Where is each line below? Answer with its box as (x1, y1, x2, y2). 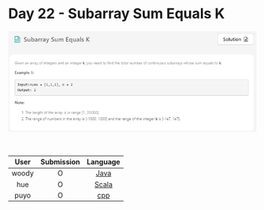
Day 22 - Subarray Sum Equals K (8, 5, 225, 23)
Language (86, 157, 121, 167)
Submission (40, 157, 80, 167)
